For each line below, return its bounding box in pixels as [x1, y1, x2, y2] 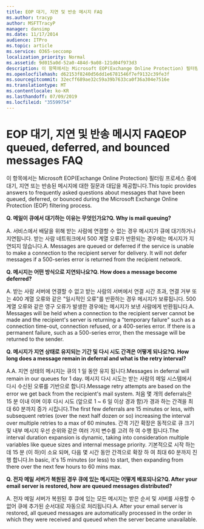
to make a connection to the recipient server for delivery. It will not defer [6, 249, 187, 256]
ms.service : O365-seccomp [6, 49, 72, 55]
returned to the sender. [6, 335, 64, 343]
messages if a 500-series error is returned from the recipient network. [6, 256, 182, 263]
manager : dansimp [6, 26, 50, 32]
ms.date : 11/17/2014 [6, 32, 59, 38]
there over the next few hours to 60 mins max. [6, 463, 122, 470]
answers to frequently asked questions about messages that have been [6, 189, 185, 196]
